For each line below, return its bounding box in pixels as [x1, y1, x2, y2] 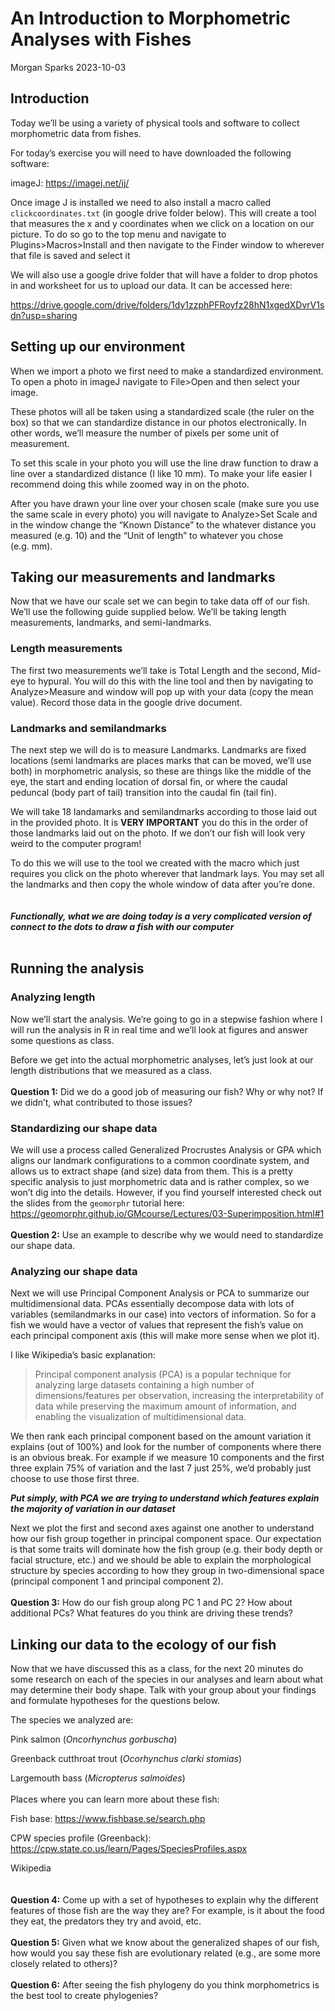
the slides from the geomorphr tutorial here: [10, 1197, 185, 1209]
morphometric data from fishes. [10, 127, 142, 139]
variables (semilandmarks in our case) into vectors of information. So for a [10, 1308, 317, 1321]
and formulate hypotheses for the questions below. [10, 1695, 220, 1707]
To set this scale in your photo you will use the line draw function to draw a [10, 457, 319, 469]
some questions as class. [10, 1034, 115, 1046]
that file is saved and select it [10, 249, 131, 261]
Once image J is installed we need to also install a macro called [10, 196, 272, 208]
